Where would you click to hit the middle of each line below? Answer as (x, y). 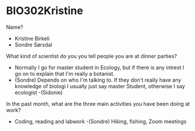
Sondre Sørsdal (33, 45)
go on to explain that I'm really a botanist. (65, 73)
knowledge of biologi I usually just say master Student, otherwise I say (100, 86)
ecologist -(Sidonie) (38, 92)
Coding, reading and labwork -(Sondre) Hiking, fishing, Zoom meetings (100, 121)
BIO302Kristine (45, 11)
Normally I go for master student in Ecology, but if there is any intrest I (99, 67)
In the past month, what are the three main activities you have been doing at (98, 103)
